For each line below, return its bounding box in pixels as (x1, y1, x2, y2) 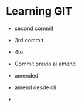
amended (14, 72, 39, 79)
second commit (14, 24, 54, 32)
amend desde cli (14, 84, 56, 91)
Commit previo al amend (14, 60, 77, 67)
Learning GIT (5, 4, 72, 18)
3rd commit (14, 36, 44, 43)
